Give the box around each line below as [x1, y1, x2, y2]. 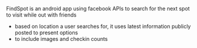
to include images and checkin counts [14, 36, 108, 42]
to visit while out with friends [6, 11, 77, 18]
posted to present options [14, 29, 78, 36]
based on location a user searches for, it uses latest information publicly [14, 23, 191, 30]
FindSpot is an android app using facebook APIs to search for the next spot [6, 5, 190, 12]
